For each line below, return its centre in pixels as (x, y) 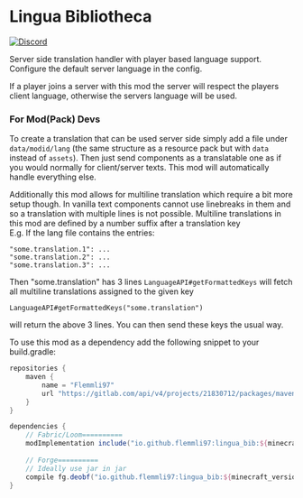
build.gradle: (33, 352)
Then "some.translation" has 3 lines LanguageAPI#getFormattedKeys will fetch (151, 282)
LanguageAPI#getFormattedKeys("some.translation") (106, 309)
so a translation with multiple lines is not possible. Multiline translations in (146, 214)
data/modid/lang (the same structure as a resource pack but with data (139, 148)
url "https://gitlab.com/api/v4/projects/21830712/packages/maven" (171, 393)
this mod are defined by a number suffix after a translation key (125, 224)
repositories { (38, 369)
